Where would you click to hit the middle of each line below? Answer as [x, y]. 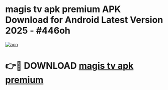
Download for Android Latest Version [84, 20]
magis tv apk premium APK [63, 9]
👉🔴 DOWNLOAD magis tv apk [69, 66]
